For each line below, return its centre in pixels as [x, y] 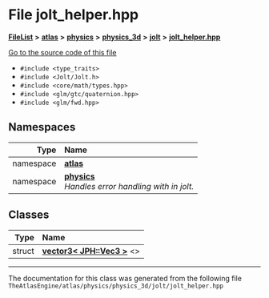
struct [23, 251]
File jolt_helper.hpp [73, 15]
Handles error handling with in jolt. [129, 186]
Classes [29, 215]
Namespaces [42, 127]
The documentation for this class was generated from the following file [125, 278]
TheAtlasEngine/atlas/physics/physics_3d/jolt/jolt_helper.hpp [116, 286]
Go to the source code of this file [62, 52]
